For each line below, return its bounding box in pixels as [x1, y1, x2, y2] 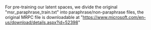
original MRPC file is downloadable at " [5, 15, 83, 20]
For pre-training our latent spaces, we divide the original [5, 4, 117, 10]
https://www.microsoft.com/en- [82, 15, 146, 20]
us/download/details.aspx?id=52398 [5, 19, 79, 25]
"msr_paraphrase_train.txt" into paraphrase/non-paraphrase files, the [5, 9, 144, 15]
